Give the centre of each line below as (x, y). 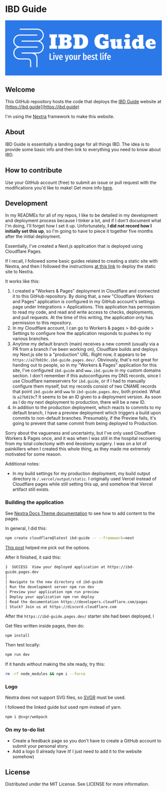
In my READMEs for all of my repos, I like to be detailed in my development (82, 215)
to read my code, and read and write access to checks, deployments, (83, 312)
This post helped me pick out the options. (48, 547)
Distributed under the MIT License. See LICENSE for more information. (77, 784)
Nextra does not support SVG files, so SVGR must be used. (65, 698)
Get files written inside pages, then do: (45, 626)
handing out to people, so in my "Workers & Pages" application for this (84, 365)
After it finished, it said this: (33, 557)
